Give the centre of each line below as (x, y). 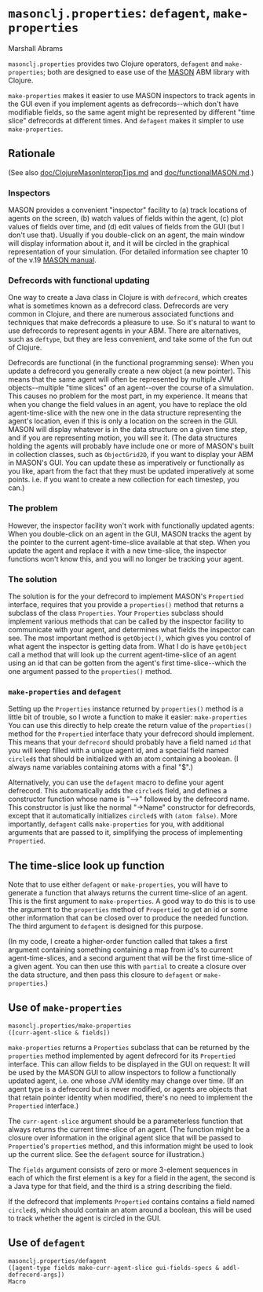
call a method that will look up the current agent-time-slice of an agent (122, 654)
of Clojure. (25, 348)
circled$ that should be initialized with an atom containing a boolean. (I (123, 759)
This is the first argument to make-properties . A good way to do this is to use (132, 901)
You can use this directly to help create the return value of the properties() (130, 726)
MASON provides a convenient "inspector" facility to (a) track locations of (128, 210)
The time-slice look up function (86, 865)
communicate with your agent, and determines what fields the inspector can (131, 629)
